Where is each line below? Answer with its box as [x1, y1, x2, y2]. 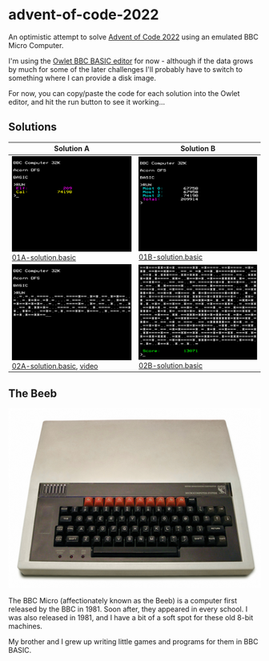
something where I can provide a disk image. [8, 73, 156, 82]
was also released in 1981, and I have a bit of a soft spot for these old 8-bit [8, 613, 254, 623]
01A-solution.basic [11, 253, 77, 262]
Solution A [54, 144, 90, 154]
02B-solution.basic [139, 360, 203, 370]
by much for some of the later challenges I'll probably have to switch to [8, 64, 243, 74]
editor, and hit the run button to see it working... [8, 97, 166, 106]
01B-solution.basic [139, 252, 203, 262]
